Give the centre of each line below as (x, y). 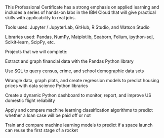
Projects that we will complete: (36, 52)
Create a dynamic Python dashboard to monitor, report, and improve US (78, 95)
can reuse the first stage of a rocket (41, 130)
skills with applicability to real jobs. (41, 18)
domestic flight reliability (30, 100)
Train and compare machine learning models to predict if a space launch (79, 125)
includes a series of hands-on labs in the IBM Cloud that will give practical (81, 12)
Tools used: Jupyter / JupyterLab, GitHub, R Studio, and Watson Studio (77, 27)
